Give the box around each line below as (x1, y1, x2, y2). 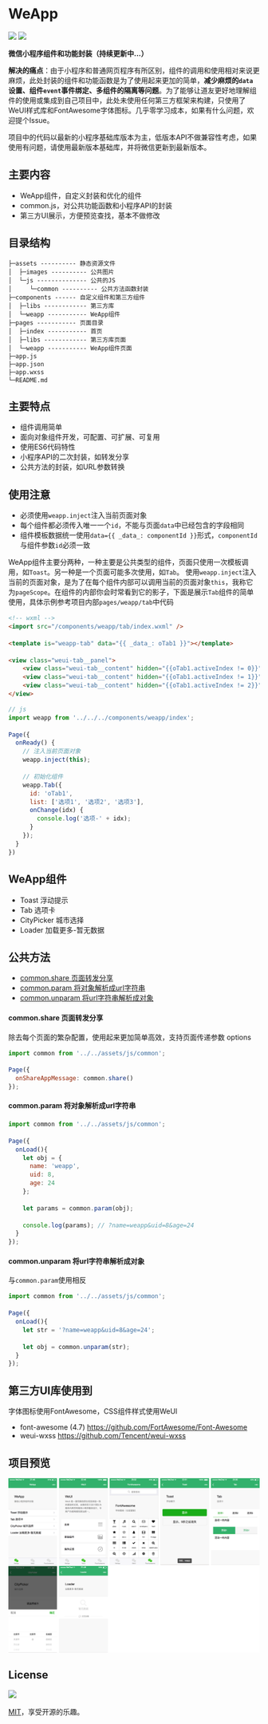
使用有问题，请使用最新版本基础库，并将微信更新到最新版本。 (8, 142, 211, 152)
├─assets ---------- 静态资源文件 (8, 259, 116, 267)
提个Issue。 (14, 115, 54, 124)
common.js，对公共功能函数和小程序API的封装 (19, 200, 173, 210)
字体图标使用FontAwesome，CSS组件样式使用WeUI (8, 1406, 178, 1416)
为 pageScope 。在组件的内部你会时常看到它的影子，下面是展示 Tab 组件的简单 (8, 587, 254, 597)
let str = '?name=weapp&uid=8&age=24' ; (22, 1326, 156, 1334)
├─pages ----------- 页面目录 (8, 318, 104, 327)
